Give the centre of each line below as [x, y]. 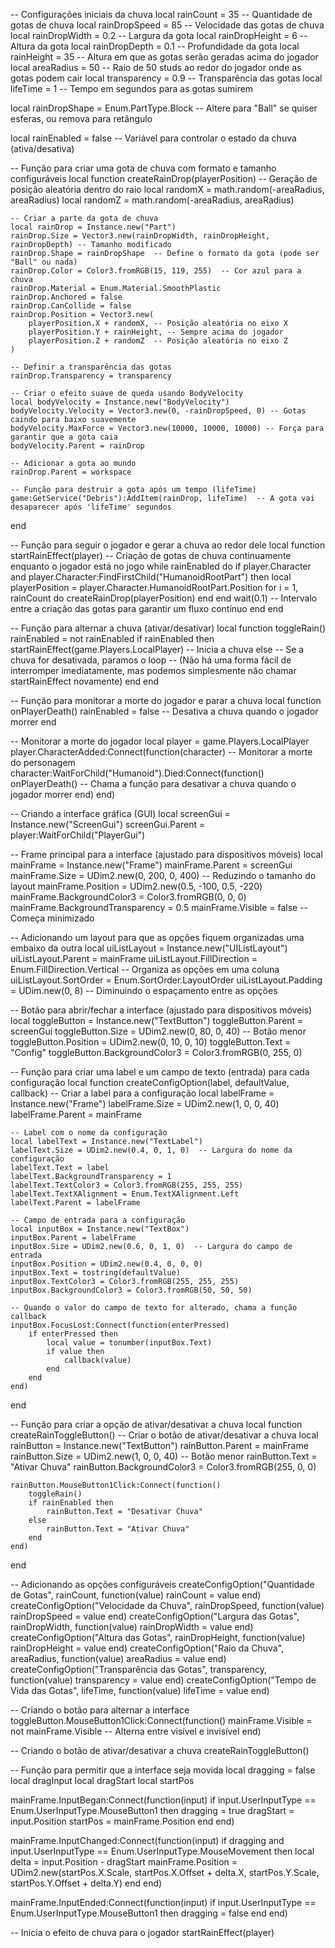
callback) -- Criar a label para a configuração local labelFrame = [142, 1093]
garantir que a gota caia [64, 437]
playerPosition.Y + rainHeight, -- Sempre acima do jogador [156, 332]
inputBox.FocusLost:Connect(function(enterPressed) [120, 1325]
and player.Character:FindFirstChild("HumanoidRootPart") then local [151, 577]
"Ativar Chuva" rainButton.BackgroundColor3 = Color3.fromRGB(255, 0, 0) [163, 1467]
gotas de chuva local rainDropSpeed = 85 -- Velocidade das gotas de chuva [167, 25]
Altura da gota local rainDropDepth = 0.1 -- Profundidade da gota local [155, 46]
